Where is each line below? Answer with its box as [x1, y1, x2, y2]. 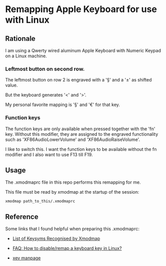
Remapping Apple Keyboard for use [5, 4, 157, 15]
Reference [5, 212, 39, 221]
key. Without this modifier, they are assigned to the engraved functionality [5, 131, 158, 137]
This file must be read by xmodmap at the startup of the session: [5, 189, 139, 195]
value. [5, 82, 18, 88]
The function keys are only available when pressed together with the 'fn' [5, 126, 155, 132]
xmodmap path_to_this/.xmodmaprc [5, 199, 75, 204]
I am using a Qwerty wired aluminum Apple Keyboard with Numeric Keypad [5, 48, 161, 53]
